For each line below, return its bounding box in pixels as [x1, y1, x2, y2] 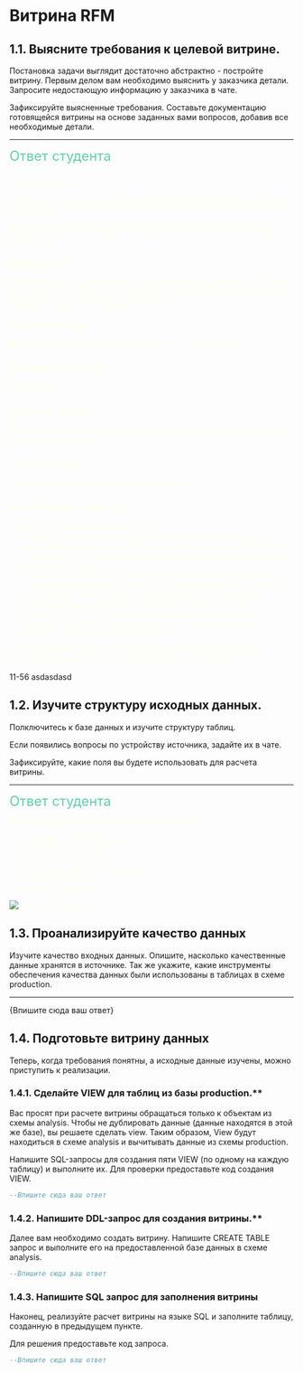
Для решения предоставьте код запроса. [9, 1339, 170, 1349]
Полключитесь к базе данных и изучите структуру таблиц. [9, 721, 236, 732]
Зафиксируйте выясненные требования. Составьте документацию [9, 102, 267, 113]
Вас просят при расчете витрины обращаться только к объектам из [9, 1107, 272, 1118]
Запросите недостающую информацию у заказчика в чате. [9, 85, 237, 95]
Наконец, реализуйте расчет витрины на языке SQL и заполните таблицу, [9, 1312, 294, 1322]
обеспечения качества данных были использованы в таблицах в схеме [9, 969, 286, 980]
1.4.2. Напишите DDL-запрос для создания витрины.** [9, 1212, 263, 1225]
